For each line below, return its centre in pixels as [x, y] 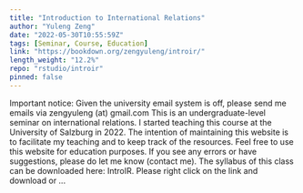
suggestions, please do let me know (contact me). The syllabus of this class [151, 161]
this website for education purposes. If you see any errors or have [133, 151]
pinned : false [36, 77]
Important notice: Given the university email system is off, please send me [148, 103]
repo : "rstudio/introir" [56, 69]
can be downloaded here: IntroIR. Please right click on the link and [134, 170]
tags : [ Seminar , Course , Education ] [79, 43]
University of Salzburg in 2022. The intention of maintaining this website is [149, 132]
